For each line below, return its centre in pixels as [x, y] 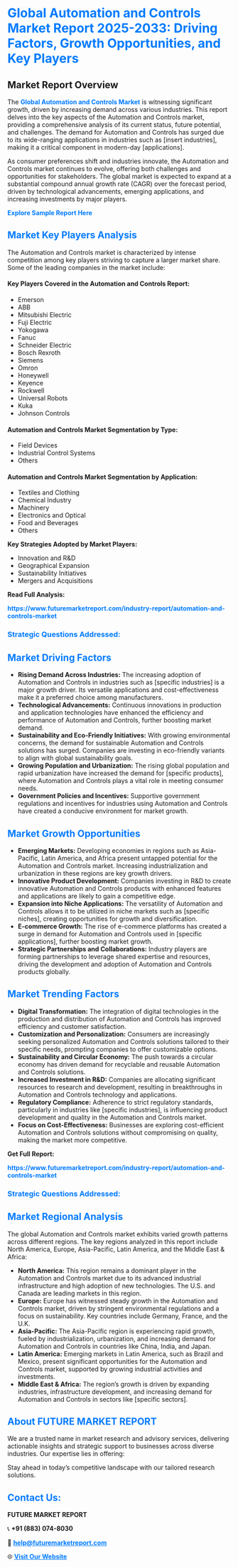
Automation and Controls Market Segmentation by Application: [102, 477]
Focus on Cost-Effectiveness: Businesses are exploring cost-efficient [120, 1124]
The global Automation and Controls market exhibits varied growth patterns [118, 1234]
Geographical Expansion [54, 566]
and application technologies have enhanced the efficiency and [110, 713]
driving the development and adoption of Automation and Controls [114, 964]
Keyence [31, 383]
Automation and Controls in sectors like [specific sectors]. [103, 1399]
